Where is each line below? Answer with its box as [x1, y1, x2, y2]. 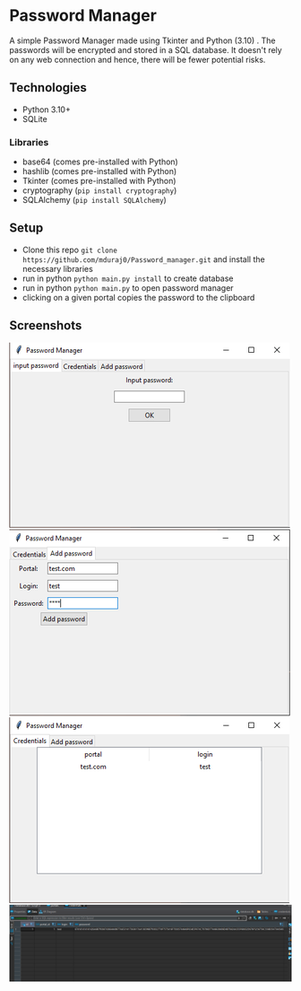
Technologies [9, 80, 88, 95]
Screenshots [9, 318, 82, 333]
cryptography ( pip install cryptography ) [21, 185, 177, 196]
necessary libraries [21, 263, 94, 274]
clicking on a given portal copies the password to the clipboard [21, 292, 255, 303]
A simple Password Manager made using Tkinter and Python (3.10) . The [9, 35, 276, 46]
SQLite [21, 113, 47, 124]
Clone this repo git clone [21, 244, 118, 255]
